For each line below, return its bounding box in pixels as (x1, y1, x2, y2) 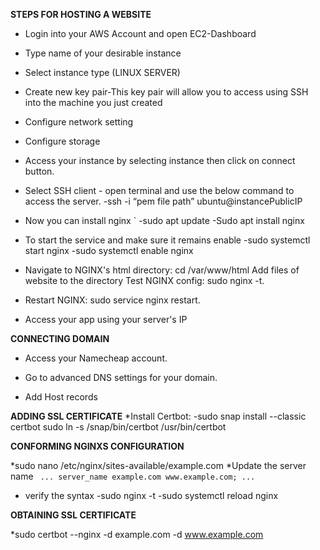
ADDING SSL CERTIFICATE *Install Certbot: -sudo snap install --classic (10, 410, 307, 422)
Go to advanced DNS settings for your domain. (24, 372, 218, 383)
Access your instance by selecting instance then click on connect (24, 155, 296, 166)
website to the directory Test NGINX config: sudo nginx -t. (24, 275, 265, 286)
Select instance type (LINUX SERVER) (24, 67, 181, 78)
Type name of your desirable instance (24, 47, 182, 59)
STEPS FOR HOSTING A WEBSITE (10, 9, 152, 20)
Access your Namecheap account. (24, 352, 168, 364)
